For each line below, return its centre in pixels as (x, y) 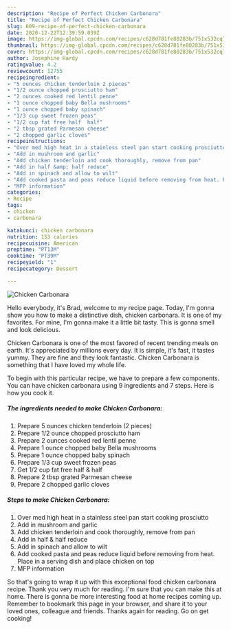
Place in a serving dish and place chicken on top (86, 561)
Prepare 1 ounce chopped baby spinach (74, 455)
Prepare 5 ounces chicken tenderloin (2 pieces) (85, 426)
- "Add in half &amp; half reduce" (58, 167)
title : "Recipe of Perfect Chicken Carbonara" (75, 20)
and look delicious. (34, 329)
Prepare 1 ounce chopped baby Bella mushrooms (87, 448)
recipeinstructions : (37, 142)
